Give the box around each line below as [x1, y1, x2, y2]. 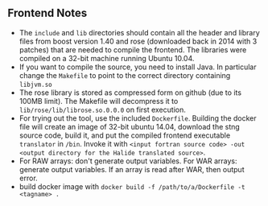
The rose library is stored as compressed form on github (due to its [19, 88, 242, 97]
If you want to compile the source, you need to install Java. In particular [19, 62, 257, 72]
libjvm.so [19, 80, 53, 89]
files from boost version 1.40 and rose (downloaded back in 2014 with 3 [19, 36, 258, 46]
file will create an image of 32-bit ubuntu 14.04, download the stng [19, 122, 241, 131]
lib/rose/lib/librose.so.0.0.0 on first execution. [19, 105, 186, 114]
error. [19, 173, 38, 183]
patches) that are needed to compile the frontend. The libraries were [19, 44, 247, 55]
